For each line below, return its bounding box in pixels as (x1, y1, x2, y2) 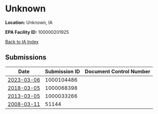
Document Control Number (84, 68, 151, 75)
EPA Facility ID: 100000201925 (5, 29, 69, 35)
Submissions (5, 53, 46, 62)
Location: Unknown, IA (5, 19, 53, 25)
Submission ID (44, 68, 80, 75)
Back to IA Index (5, 38, 39, 45)
